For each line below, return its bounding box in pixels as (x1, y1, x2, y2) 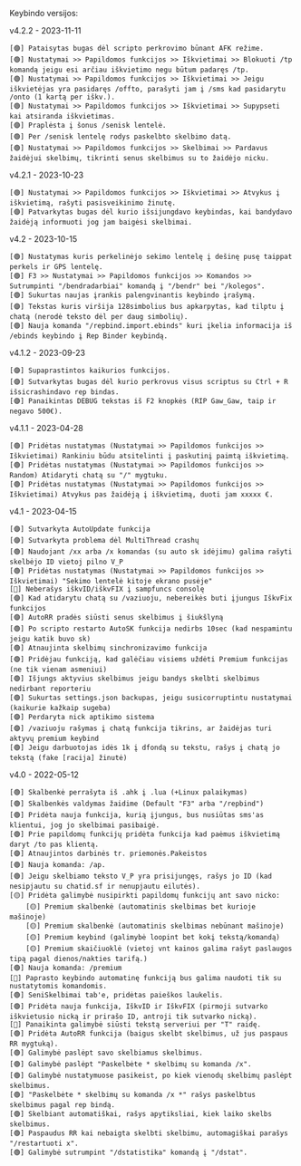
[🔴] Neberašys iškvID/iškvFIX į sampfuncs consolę (9, 584, 205, 593)
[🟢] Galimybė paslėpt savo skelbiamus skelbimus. (9, 1048, 204, 1057)
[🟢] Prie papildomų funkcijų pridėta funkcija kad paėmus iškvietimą (9, 830, 281, 839)
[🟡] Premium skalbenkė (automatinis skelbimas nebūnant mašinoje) (25, 921, 285, 930)
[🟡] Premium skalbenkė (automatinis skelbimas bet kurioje (25, 902, 257, 911)
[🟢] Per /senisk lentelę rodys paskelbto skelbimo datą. (9, 132, 232, 141)
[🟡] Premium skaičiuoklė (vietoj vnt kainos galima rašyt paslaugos (25, 944, 293, 953)
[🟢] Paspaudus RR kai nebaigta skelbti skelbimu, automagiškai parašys (9, 1129, 288, 1138)
